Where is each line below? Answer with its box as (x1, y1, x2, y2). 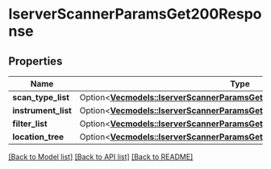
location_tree (12, 131, 65, 142)
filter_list (12, 118, 48, 129)
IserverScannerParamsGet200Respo (8, 5, 262, 23)
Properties (8, 54, 63, 68)
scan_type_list (12, 92, 70, 103)
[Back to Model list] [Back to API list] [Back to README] (8, 152, 194, 162)
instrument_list (12, 105, 73, 116)
